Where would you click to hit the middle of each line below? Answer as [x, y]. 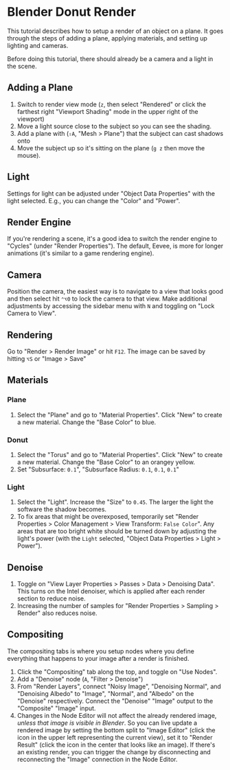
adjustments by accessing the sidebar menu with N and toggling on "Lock [111, 306]
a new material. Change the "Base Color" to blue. [87, 422]
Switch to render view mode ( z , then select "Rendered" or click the [112, 104]
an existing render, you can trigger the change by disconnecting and [114, 751]
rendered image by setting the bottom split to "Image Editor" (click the [116, 730]
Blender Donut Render [71, 12]
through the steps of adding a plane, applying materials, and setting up [107, 38]
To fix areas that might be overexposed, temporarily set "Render [108, 517]
